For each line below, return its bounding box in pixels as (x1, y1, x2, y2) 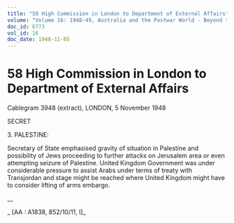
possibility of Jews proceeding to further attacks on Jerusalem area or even (7, 151, 225, 160)
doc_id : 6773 (7, 23, 45, 30)
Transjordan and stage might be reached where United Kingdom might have (7, 174, 225, 182)
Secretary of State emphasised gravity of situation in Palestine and (7, 144, 199, 153)
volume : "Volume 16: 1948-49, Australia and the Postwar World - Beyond (7, 17, 223, 24)
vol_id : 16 (7, 29, 39, 37)
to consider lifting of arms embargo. (7, 181, 110, 190)
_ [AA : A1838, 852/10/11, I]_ (7, 208, 86, 216)
